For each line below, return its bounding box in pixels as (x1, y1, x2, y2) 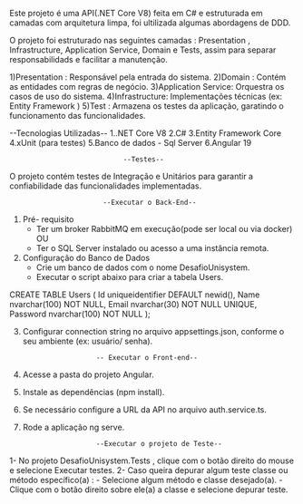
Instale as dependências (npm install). (22, 387, 165, 397)
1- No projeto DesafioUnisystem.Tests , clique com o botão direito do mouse (9, 455, 295, 466)
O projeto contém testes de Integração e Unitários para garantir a (9, 171, 254, 181)
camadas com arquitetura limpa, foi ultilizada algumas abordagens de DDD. (9, 17, 291, 28)
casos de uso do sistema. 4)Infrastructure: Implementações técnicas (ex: (9, 91, 283, 102)
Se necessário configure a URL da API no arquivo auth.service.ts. (22, 404, 268, 415)
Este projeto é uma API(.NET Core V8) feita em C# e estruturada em (9, 8, 263, 18)
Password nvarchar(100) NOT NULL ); (9, 308, 151, 319)
